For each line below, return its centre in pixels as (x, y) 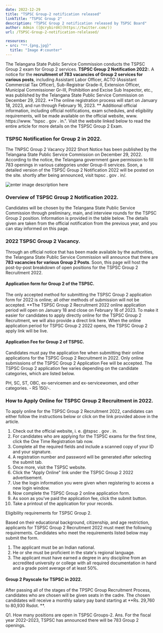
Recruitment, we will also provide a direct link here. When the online (73, 320)
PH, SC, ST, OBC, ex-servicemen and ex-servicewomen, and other (72, 383)
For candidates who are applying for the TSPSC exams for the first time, (84, 436)
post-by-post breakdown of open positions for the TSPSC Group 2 (72, 267)
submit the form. (22, 538)
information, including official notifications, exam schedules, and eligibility (79, 111)
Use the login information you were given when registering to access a (83, 483)
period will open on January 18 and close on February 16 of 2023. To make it (82, 310)
